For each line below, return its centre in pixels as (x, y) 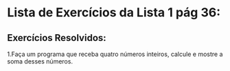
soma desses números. (40, 61)
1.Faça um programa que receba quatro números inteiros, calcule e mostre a (115, 54)
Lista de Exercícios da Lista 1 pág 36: (114, 13)
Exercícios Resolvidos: (57, 38)
